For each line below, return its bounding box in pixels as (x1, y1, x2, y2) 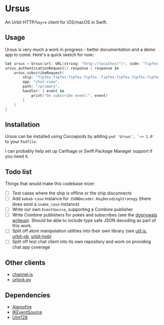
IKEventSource (12, 309, 42, 315)
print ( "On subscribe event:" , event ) (31, 93, 108, 98)
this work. (12, 223, 33, 229)
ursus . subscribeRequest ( (14, 70, 64, 75)
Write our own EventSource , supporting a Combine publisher (12, 207, 133, 213)
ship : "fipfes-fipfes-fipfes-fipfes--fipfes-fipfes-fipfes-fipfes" (22, 75, 163, 80)
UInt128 (12, 315, 28, 320)
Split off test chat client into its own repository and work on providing (12, 239, 151, 244)
